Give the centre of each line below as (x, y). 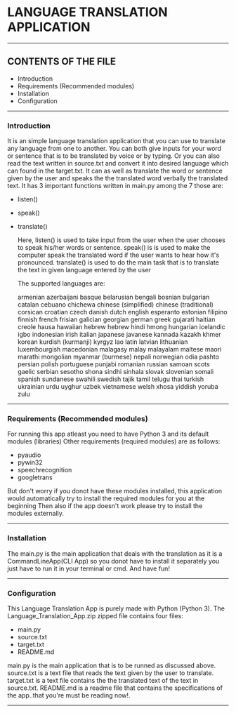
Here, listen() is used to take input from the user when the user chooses (122, 240)
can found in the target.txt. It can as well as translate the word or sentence (115, 171)
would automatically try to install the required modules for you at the (106, 498)
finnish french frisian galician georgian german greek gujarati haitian (116, 319)
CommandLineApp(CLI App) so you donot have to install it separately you (113, 561)
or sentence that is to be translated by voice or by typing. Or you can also (113, 156)
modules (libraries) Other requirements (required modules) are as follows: (114, 441)
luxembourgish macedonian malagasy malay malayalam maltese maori (119, 349)
